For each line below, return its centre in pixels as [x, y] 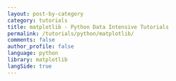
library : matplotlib [38, 60]
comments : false [31, 40]
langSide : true [30, 66]
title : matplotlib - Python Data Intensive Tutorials [88, 27]
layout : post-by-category [45, 14]
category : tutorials [38, 20]
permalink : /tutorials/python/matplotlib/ [71, 33]
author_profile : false [41, 46]
